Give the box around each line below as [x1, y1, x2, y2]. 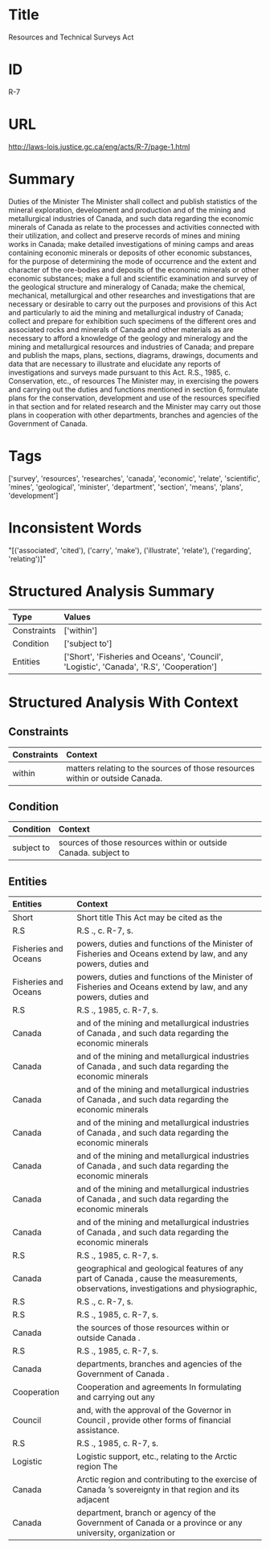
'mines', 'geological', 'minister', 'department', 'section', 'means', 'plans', [8, 482, 243, 491]
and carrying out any [76, 1391, 155, 1403]
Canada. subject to [59, 847, 130, 858]
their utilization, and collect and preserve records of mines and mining [8, 231, 240, 240]
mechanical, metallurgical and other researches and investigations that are [8, 290, 256, 300]
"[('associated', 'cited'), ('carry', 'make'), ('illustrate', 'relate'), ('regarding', [8, 545, 252, 555]
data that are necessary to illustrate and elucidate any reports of [8, 359, 221, 368]
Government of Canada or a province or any [76, 1518, 243, 1529]
